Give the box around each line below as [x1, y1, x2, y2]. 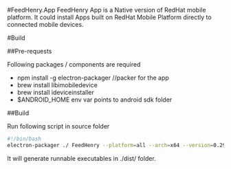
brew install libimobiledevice [16, 81, 98, 89]
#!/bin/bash [7, 135, 41, 142]
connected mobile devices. [7, 21, 84, 28]
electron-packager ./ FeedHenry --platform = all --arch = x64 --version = [7, 142, 214, 148]
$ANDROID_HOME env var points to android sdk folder [16, 95, 173, 104]
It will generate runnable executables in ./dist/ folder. [7, 154, 156, 162]
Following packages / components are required [7, 60, 141, 68]
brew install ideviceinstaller [16, 89, 95, 96]
